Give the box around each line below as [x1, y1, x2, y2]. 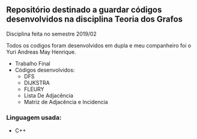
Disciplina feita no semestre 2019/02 [6, 30, 97, 37]
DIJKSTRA [23, 79, 50, 86]
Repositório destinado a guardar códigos [6, 5, 162, 15]
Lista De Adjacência [23, 91, 74, 99]
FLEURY [23, 85, 44, 93]
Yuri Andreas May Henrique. [6, 48, 76, 55]
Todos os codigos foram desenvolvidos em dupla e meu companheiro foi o [6, 42, 192, 49]
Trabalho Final [14, 60, 50, 67]
